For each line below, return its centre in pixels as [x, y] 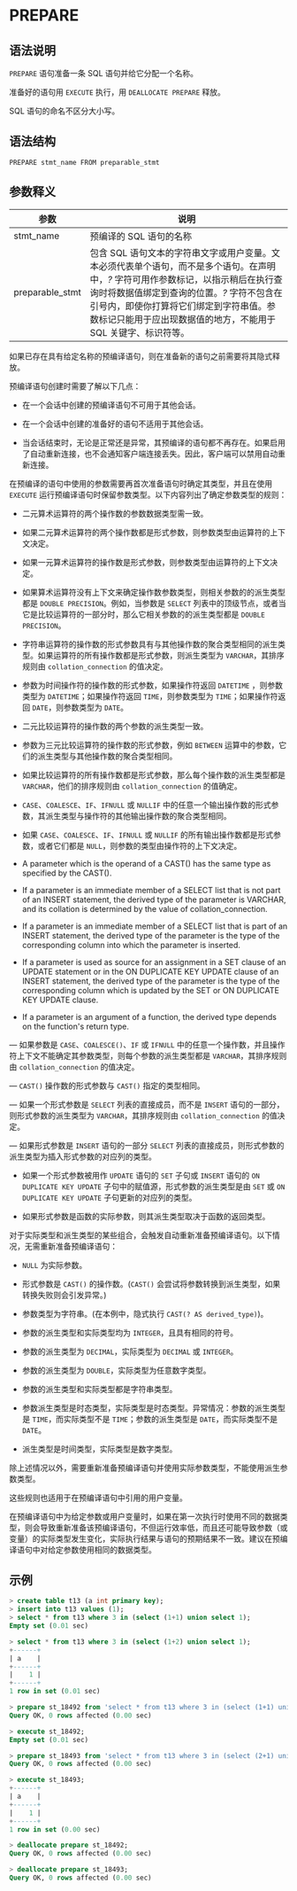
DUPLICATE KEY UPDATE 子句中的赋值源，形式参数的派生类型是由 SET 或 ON [153, 1186]
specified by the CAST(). [67, 873]
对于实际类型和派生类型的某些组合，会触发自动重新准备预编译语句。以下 [141, 1235]
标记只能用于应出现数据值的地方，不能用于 [187, 319]
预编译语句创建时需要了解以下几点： [75, 385]
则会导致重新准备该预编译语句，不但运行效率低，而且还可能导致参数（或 [156, 1527]
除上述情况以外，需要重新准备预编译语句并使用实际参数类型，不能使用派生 [145, 1467]
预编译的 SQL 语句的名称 [141, 236]
